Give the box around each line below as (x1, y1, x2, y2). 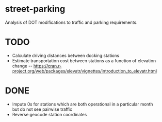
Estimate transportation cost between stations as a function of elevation (12, 57, 156, 64)
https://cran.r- (33, 63, 62, 69)
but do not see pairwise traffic (12, 106, 73, 112)
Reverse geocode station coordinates (12, 111, 87, 117)
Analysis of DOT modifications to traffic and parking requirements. (5, 19, 138, 25)
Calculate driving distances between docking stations (12, 52, 120, 58)
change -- (12, 63, 32, 69)
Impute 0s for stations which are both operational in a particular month (12, 101, 153, 107)
